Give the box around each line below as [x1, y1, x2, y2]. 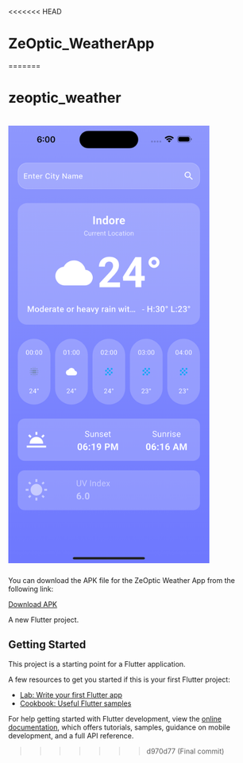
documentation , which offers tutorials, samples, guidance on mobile [8, 722, 230, 732]
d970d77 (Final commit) [146, 746, 225, 756]
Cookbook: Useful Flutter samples [19, 698, 132, 708]
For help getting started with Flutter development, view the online [8, 714, 222, 723]
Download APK [8, 599, 58, 608]
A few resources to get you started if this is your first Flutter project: [8, 675, 230, 684]
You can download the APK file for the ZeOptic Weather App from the [8, 575, 236, 585]
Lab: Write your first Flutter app [19, 690, 123, 699]
